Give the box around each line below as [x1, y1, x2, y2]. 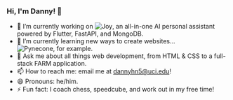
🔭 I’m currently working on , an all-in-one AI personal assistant [16, 22, 215, 31]
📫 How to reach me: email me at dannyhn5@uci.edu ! [16, 67, 171, 76]
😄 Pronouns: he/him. [16, 77, 79, 86]
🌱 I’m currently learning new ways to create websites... [16, 37, 176, 45]
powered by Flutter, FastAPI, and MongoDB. [16, 29, 144, 38]
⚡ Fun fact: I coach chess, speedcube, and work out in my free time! [16, 85, 215, 94]
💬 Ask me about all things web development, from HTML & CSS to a [16, 52, 213, 60]
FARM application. [34, 59, 87, 68]
